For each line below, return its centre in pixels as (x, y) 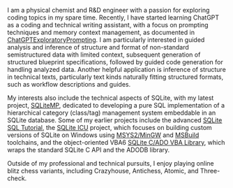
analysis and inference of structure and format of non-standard (98, 47)
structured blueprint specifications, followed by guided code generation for (115, 62)
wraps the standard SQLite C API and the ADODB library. (89, 150)
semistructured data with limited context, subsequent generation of (104, 55)
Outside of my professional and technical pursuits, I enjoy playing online (111, 163)
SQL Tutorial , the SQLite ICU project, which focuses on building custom (110, 128)
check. (17, 178)
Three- (210, 171)
